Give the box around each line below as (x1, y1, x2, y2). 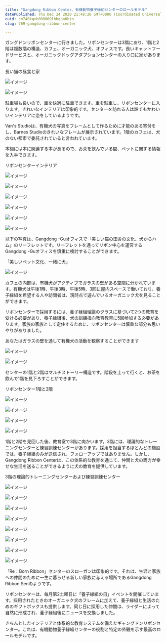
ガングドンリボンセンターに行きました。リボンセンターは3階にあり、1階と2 (5, 40, 160, 45)
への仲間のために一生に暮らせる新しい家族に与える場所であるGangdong (5, 574, 152, 581)
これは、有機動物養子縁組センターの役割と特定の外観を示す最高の (22, 626, 157, 633)
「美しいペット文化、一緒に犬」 (5, 259, 70, 265)
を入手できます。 (5, 152, 40, 158)
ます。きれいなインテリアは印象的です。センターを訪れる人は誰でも (9, 106, 147, 112)
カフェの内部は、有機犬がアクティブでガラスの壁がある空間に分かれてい (5, 280, 152, 286)
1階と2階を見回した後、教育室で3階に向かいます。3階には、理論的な (5, 438, 145, 445)
